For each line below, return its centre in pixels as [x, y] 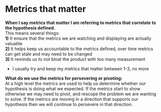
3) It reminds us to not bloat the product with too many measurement [75, 59]
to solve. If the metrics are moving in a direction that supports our [72, 99]
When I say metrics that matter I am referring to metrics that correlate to [81, 23]
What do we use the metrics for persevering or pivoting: [64, 78]
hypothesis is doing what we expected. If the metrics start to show [73, 88]
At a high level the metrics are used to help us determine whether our [76, 83]
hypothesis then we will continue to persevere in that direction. [69, 104]
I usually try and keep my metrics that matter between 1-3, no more [80, 69]
